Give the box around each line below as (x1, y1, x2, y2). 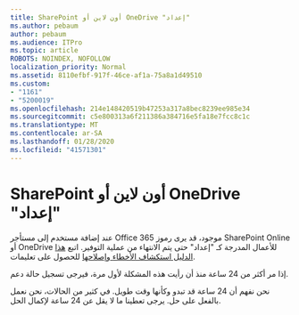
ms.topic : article (10, 46, 79, 55)
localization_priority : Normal (10, 63, 127, 72)
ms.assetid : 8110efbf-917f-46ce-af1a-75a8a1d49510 (10, 71, 203, 80)
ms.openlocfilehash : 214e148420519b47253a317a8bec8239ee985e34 (10, 104, 251, 113)
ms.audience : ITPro (10, 37, 83, 47)
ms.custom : (10, 79, 51, 88)
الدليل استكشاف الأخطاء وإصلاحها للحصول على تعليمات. (10, 251, 195, 262)
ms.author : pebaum (10, 21, 79, 30)
